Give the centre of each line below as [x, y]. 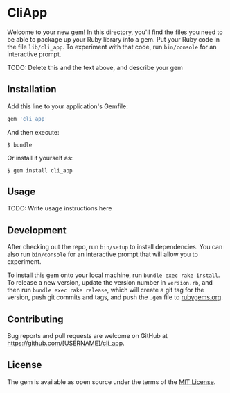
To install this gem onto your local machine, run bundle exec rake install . [114, 275]
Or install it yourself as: [40, 158]
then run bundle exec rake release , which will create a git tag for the [106, 290]
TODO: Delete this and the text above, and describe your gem [95, 67]
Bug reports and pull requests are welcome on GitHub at [88, 336]
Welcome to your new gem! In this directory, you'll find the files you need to [115, 32]
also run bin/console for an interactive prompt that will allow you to [103, 254]
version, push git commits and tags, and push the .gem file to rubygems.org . [115, 297]
